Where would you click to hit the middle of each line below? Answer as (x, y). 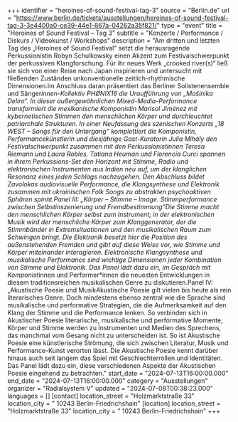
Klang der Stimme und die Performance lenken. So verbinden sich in (107, 313)
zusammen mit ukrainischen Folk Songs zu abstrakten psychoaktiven (109, 192)
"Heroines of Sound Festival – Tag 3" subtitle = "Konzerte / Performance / (115, 33)
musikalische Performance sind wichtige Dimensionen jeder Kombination (114, 260)
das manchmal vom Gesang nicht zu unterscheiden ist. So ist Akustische (114, 335)
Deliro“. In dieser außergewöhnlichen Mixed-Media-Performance (102, 101)
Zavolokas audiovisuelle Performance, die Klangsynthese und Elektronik (114, 184)
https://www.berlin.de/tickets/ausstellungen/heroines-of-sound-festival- (122, 18)
